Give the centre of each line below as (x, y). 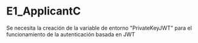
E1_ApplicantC (43, 11)
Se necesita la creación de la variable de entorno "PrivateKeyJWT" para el (99, 28)
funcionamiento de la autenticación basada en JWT (71, 34)
